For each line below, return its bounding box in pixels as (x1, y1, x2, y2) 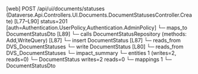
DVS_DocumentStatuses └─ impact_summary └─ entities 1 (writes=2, (6, 50, 177, 56)
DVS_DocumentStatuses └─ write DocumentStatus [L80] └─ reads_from (6, 43, 184, 50)
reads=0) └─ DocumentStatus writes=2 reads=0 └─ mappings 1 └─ (6, 56, 172, 63)
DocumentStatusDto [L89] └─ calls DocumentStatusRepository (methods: (6, 30, 187, 38)
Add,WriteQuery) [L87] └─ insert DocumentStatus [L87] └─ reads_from (6, 37, 181, 44)
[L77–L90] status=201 (14, 18, 68, 24)
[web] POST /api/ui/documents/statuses (6, 5, 105, 12)
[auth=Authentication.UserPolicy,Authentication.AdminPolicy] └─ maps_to (6, 24, 187, 31)
